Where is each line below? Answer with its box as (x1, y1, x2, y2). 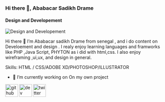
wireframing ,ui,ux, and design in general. (5, 54, 92, 60)
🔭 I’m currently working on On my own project (12, 74, 109, 80)
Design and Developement (5, 17, 62, 23)
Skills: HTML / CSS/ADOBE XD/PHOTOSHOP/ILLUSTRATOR (5, 64, 129, 71)
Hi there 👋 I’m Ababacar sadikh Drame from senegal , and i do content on (5, 38, 158, 45)
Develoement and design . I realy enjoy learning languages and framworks (5, 44, 160, 50)
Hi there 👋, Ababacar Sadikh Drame (5, 5, 94, 12)
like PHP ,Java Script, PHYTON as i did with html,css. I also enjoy (5, 49, 141, 55)
